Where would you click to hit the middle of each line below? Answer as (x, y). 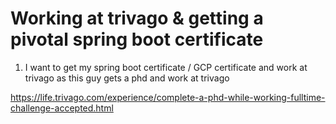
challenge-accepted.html (62, 108)
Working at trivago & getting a (137, 18)
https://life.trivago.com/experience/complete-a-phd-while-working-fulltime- (168, 97)
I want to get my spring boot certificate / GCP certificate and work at (166, 67)
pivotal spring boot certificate (137, 39)
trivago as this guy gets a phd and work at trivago (127, 78)
